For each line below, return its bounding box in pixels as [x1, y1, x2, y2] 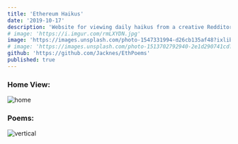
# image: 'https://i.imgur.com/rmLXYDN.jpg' [7, 30, 141, 37]
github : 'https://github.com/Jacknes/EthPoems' [7, 50, 151, 57]
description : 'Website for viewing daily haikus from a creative [7, 23, 204, 30]
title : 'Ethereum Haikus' [7, 10, 84, 18]
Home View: [7, 79, 51, 89]
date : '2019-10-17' [7, 17, 65, 24]
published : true [7, 56, 55, 64]
